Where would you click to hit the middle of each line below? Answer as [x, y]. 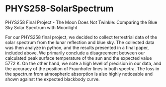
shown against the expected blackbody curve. [53, 79]
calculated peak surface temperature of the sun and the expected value [79, 58]
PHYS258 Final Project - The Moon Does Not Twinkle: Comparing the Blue [81, 22]
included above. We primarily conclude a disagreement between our [75, 53]
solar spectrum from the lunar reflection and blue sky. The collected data [80, 42]
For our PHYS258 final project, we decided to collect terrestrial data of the [81, 37]
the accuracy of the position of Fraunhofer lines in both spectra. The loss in [82, 68]
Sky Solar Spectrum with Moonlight [41, 27]
